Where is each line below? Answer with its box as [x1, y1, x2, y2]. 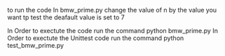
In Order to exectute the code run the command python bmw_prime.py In [7, 27, 219, 35]
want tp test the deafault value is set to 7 [7, 13, 125, 21]
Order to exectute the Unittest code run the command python [7, 34, 184, 42]
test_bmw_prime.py [7, 41, 64, 49]
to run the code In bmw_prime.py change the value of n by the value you [7, 6, 217, 14]
